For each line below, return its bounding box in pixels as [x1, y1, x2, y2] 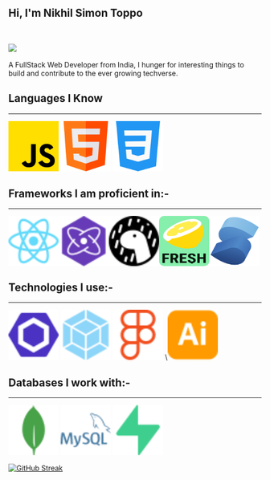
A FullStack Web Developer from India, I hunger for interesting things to [8, 59, 245, 69]
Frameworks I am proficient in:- [8, 187, 170, 201]
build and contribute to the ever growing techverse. [8, 68, 178, 78]
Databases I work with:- [8, 376, 131, 389]
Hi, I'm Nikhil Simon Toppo [8, 6, 143, 20]
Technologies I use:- [8, 280, 114, 294]
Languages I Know [8, 92, 103, 105]
